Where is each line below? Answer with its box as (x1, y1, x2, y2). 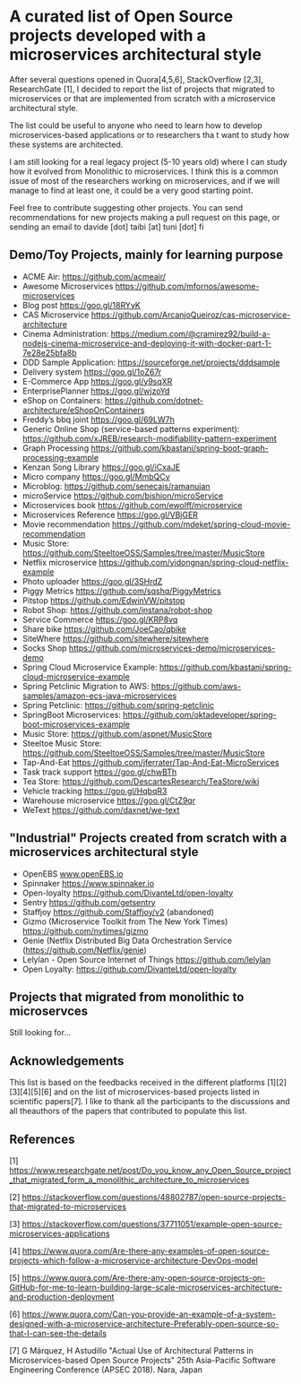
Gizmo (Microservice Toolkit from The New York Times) (21, 916, 228, 927)
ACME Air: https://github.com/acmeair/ (21, 271, 167, 281)
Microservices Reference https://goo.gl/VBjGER (21, 509, 199, 520)
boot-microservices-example (21, 719, 131, 730)
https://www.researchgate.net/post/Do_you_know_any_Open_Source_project (9, 1165, 291, 1175)
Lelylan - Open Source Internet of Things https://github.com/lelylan (21, 954, 271, 964)
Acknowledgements (9, 1053, 125, 1068)
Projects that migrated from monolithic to (9, 989, 245, 1005)
